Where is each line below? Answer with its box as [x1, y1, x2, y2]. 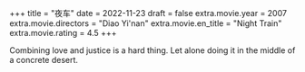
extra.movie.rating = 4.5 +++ [9, 28, 117, 38]
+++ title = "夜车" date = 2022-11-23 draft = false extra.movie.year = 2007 [9, 8, 288, 18]
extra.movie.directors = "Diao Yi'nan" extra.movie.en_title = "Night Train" [9, 18, 282, 29]
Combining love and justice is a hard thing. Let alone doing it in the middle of [9, 45, 296, 56]
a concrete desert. [9, 55, 79, 65]
